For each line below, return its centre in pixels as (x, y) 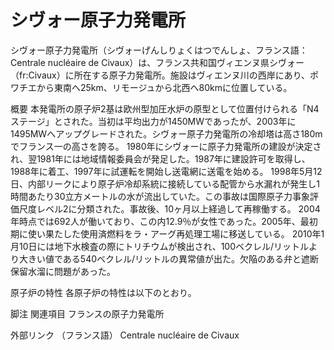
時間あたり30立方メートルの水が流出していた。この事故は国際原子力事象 (160, 196)
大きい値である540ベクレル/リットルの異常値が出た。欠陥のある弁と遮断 (169, 258)
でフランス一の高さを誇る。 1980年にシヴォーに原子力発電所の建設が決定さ (166, 146)
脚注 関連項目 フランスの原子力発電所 (87, 313)
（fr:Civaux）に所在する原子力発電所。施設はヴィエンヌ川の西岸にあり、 (160, 75)
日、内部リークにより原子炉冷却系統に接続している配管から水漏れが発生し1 (165, 183)
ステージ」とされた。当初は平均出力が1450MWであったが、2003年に (153, 121)
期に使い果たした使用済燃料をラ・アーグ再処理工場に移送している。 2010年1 (167, 233)
